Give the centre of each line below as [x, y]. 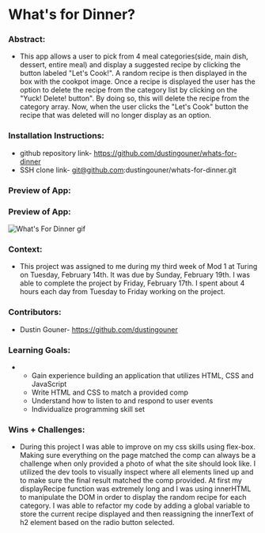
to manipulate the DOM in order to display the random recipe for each [133, 497]
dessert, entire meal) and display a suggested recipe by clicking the [130, 65]
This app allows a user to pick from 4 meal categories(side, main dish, [134, 56]
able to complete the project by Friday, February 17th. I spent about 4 [132, 283]
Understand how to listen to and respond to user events [122, 400]
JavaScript [49, 384]
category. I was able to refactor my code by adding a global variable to [135, 506]
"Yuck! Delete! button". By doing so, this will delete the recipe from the [134, 98]
